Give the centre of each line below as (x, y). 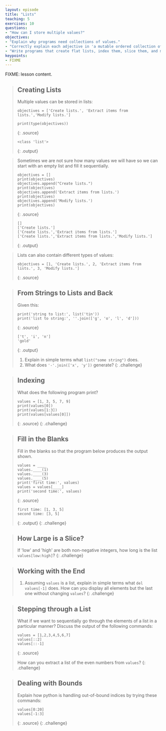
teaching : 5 (17, 19)
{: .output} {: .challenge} (42, 523)
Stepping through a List (54, 609)
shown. (25, 456)
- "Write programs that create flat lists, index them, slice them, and (82, 51)
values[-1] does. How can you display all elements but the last (89, 588)
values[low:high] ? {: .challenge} (50, 556)
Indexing (31, 381)
